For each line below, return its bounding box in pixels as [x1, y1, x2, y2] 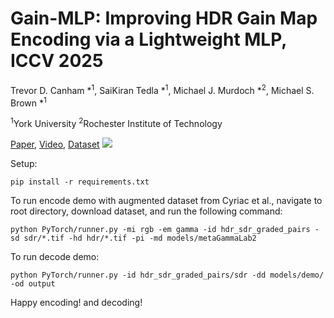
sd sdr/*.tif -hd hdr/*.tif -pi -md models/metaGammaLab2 [10, 233, 257, 243]
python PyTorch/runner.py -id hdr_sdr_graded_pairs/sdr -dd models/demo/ [10, 270, 325, 280]
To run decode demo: [10, 250, 100, 262]
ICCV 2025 [10, 50, 104, 72]
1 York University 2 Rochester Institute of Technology [10, 116, 223, 129]
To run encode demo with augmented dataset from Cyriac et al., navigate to [10, 194, 323, 206]
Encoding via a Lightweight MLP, [10, 28, 287, 51]
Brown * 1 [10, 95, 47, 109]
